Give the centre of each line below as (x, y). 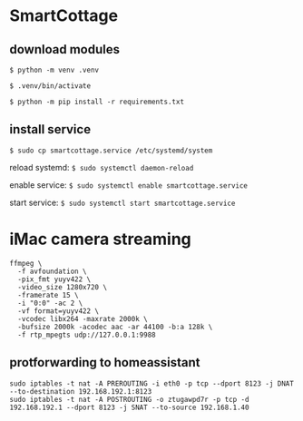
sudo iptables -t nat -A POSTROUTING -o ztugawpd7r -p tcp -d (129, 399)
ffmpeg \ (26, 263)
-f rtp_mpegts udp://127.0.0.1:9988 (87, 335)
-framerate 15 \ (48, 295)
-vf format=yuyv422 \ (59, 311)
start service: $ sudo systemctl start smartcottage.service (122, 202)
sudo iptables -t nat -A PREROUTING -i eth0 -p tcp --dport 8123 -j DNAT (152, 383)
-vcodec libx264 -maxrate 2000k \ (83, 318)
